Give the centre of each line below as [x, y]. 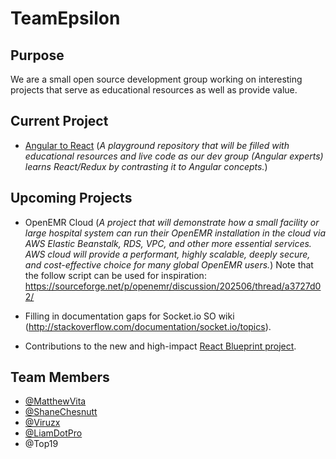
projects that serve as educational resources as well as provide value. [154, 90]
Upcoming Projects [71, 198]
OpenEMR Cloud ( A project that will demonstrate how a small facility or [172, 222]
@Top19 [41, 444]
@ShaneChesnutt [61, 412]
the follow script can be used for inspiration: [115, 275]
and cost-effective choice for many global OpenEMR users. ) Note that [169, 264]
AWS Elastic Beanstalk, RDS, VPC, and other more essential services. [168, 243]
